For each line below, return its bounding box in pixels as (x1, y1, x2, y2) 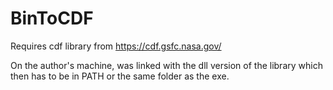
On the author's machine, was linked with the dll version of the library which (10, 59, 323, 71)
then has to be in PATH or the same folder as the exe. (10, 70, 230, 82)
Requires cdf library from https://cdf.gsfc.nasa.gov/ (10, 40, 222, 52)
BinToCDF (10, 7, 94, 30)
